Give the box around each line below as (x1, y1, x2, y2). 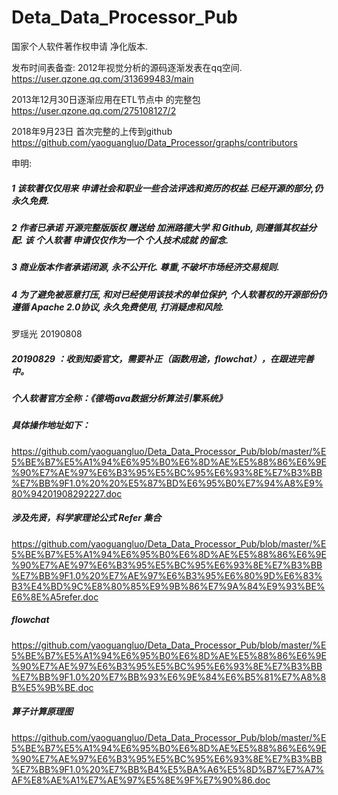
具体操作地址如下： (11, 419, 91, 431)
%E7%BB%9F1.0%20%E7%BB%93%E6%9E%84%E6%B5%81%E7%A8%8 (11, 671, 327, 683)
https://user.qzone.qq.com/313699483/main (11, 72, 194, 85)
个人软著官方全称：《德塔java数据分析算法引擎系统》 (11, 392, 228, 404)
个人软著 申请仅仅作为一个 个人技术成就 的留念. (35, 234, 229, 246)
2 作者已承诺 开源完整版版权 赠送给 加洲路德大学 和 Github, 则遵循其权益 (11, 221, 309, 233)
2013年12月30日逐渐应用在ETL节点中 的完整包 (11, 93, 201, 105)
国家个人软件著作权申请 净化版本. (11, 40, 148, 52)
